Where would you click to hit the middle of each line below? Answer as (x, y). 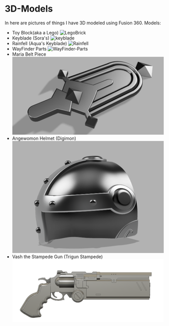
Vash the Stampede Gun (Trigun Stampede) (57, 257)
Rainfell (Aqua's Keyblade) (40, 43)
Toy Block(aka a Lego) (35, 32)
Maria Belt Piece (29, 54)
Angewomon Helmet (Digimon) (44, 138)
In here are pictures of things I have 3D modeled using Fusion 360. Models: (83, 23)
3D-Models (29, 9)
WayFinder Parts (29, 49)
